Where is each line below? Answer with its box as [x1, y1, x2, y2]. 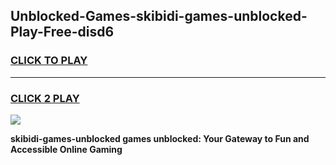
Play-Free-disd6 [10, 24, 115, 41]
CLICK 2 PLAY [10, 91, 80, 105]
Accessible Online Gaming [10, 143, 123, 155]
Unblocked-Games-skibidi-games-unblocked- [10, 8, 308, 25]
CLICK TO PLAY [10, 54, 88, 68]
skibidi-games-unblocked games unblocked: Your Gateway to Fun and [10, 132, 310, 144]
